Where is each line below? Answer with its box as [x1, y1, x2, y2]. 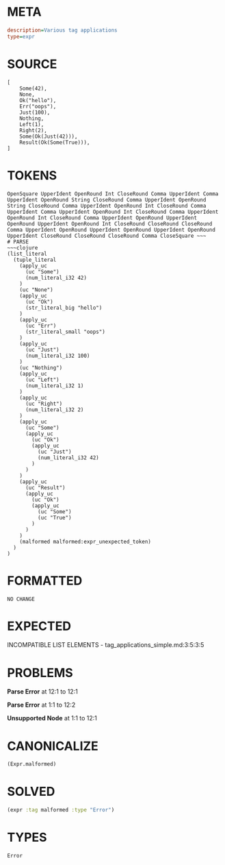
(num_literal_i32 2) [25, 406, 84, 413]
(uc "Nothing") [19, 364, 63, 371]
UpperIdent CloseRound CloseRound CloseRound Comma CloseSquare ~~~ [7, 232, 207, 239]
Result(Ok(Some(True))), [19, 138, 90, 146]
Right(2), [19, 127, 48, 134]
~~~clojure [7, 244, 38, 251]
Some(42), [19, 85, 48, 92]
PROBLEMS [7, 665, 73, 681]
